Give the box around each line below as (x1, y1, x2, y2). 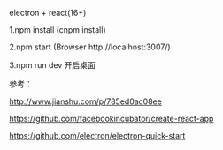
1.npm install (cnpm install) (9, 25, 106, 34)
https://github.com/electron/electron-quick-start (9, 131, 186, 140)
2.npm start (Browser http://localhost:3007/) (9, 41, 171, 52)
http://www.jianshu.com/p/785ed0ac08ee (9, 96, 162, 107)
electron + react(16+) (9, 8, 87, 18)
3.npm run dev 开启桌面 (9, 60, 96, 70)
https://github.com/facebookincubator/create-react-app (9, 114, 214, 124)
